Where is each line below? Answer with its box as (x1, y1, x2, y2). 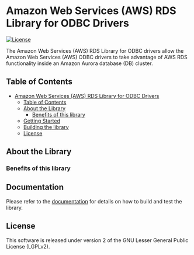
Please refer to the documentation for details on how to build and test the (6, 198, 182, 205)
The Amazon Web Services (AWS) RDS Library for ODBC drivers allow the (6, 47, 184, 54)
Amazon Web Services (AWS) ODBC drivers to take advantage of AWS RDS (6, 53, 188, 60)
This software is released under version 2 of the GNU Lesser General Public (6, 236, 189, 244)
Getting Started (23, 117, 60, 124)
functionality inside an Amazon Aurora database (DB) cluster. (6, 60, 153, 67)
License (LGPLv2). (6, 243, 50, 250)
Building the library (23, 123, 69, 130)
